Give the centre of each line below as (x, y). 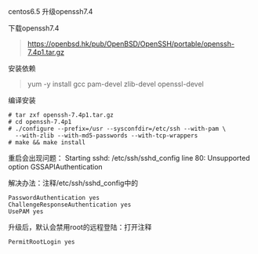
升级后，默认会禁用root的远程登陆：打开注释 (80, 227)
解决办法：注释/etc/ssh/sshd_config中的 (73, 183)
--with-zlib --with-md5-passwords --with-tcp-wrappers (107, 136)
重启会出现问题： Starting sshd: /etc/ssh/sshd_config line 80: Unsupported (129, 158)
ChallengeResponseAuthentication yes (70, 205)
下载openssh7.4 (34, 28)
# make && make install (47, 143)
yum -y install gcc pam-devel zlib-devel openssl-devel (115, 84)
